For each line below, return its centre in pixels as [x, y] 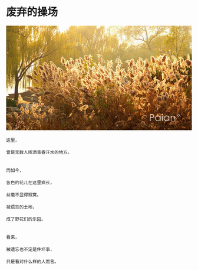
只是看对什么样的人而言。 [32, 261]
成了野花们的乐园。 [26, 219]
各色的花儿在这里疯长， [30, 183]
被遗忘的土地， [22, 207]
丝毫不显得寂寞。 [24, 195]
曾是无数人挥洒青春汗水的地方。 [39, 152]
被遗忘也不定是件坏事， [30, 249]
